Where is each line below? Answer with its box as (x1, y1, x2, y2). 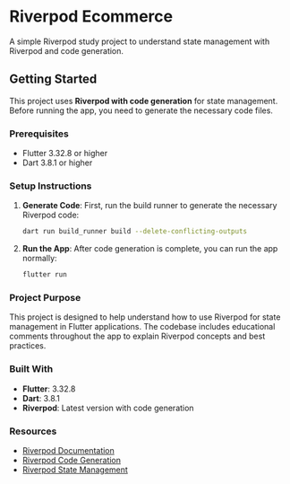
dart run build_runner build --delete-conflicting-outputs (21, 227, 248, 236)
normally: (21, 253, 57, 264)
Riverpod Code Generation (21, 454, 122, 465)
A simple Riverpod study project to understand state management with (9, 36, 270, 47)
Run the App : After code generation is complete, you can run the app (21, 243, 278, 254)
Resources (9, 425, 57, 437)
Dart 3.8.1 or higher (21, 157, 93, 168)
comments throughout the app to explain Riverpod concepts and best (9, 330, 266, 342)
